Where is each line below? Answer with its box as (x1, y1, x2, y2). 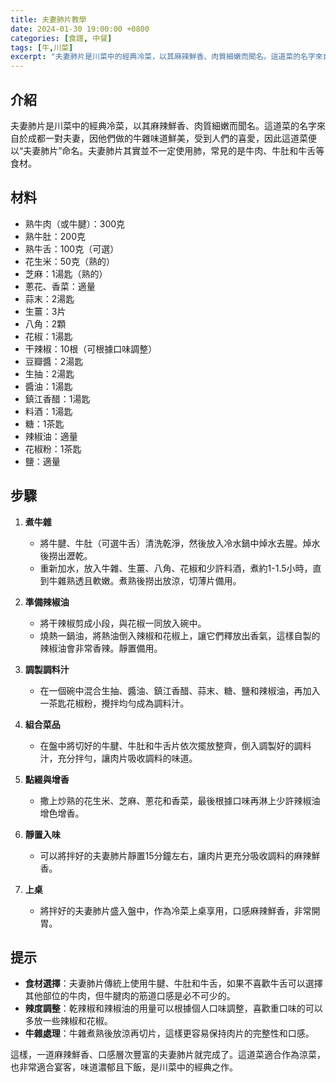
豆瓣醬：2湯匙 (24, 355, 84, 367)
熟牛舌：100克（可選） (24, 242, 120, 255)
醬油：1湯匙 (24, 380, 73, 392)
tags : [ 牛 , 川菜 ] (10, 42, 74, 53)
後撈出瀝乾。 (39, 549, 93, 561)
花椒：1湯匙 (24, 330, 73, 342)
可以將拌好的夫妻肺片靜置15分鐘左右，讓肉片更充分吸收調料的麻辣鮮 (39, 849, 321, 861)
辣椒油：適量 (24, 430, 78, 442)
